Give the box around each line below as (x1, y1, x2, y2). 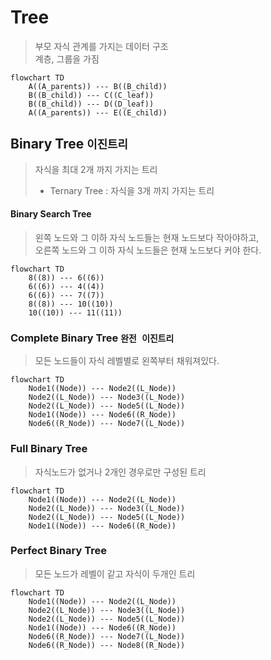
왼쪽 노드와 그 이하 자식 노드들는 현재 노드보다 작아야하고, (34, 231, 260, 243)
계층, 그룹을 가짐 (34, 52, 100, 65)
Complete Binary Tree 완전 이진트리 (10, 331, 175, 345)
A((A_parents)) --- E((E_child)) (28, 107, 168, 118)
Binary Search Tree (10, 208, 92, 220)
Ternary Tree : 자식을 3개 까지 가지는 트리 (49, 184, 215, 196)
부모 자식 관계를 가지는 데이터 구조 (34, 40, 169, 52)
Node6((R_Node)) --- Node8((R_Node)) (28, 640, 186, 650)
